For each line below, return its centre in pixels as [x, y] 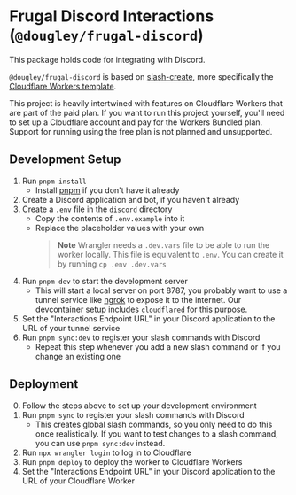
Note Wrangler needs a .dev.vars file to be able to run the [164, 244]
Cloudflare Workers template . [63, 86]
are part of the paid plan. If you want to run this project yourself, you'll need [147, 112]
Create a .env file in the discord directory [97, 209]
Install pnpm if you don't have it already [107, 190]
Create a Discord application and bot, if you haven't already [131, 199]
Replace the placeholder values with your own [120, 228]
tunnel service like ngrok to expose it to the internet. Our [138, 299]
